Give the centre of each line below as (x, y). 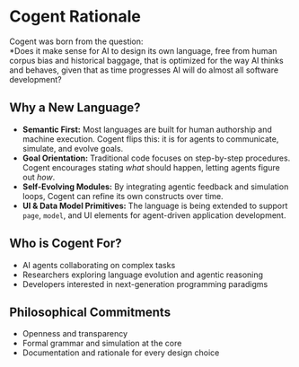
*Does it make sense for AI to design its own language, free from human (143, 50)
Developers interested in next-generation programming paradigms (145, 284)
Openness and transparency (75, 334)
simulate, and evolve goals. (73, 148)
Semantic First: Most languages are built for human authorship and (147, 129)
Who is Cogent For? (66, 244)
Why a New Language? (75, 108)
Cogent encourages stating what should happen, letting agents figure (151, 167)
